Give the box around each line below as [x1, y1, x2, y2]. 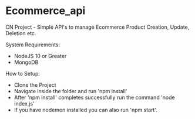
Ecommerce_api [5, 4, 86, 18]
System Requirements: [5, 41, 60, 48]
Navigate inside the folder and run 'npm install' [14, 87, 127, 94]
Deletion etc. [5, 29, 36, 36]
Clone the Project [14, 81, 56, 89]
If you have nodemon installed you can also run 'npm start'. [14, 106, 158, 113]
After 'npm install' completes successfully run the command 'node [14, 94, 176, 101]
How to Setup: [5, 70, 41, 77]
